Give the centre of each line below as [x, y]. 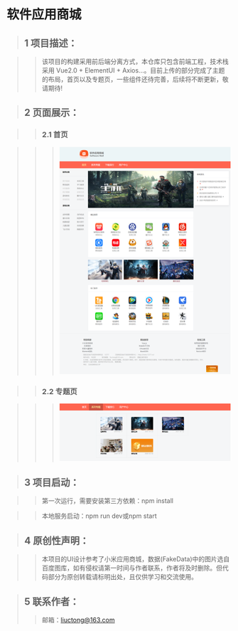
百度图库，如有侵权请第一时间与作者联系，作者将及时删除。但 [132, 568]
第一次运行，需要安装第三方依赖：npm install [107, 501]
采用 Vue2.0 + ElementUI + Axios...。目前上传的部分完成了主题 [133, 70]
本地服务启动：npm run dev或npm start [99, 516]
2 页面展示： [52, 113]
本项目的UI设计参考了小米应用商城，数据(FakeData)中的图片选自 [136, 559]
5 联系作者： [52, 601]
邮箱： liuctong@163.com [78, 620]
